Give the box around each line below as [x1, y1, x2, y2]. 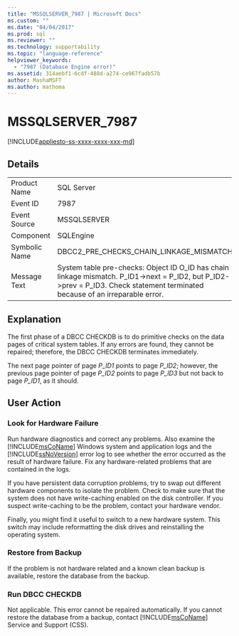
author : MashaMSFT [7, 76, 62, 84]
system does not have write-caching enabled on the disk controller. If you [7, 494, 224, 502]
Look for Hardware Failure [7, 418, 99, 428]
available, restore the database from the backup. [7, 571, 150, 580]
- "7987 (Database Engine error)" [14, 63, 116, 70]
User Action [7, 397, 62, 409]
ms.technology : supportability [7, 43, 100, 51]
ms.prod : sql [7, 30, 46, 38]
